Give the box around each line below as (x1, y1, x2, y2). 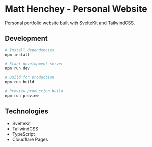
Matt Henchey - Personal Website (5, 3, 148, 15)
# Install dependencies (5, 47, 55, 53)
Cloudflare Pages (12, 136, 48, 142)
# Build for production (5, 75, 55, 80)
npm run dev (5, 66, 30, 71)
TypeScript (12, 131, 35, 137)
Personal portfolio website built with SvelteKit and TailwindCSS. (5, 20, 135, 26)
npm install (5, 52, 30, 57)
